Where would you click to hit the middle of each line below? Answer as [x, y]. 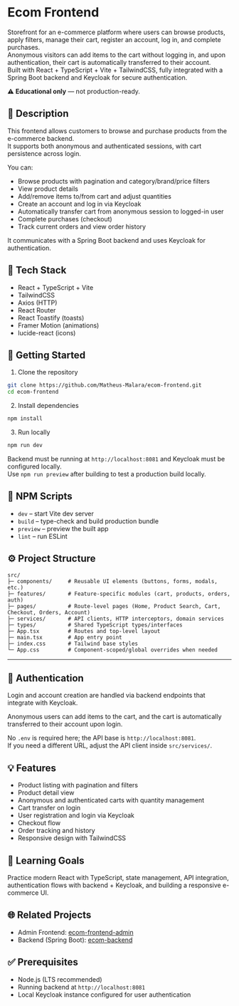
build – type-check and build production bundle [88, 521]
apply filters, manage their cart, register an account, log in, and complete [115, 39]
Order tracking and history [56, 831]
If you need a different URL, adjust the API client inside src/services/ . [110, 745]
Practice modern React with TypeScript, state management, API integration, [118, 877]
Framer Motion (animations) [58, 325]
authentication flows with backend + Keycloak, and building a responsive [115, 885]
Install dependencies [48, 406]
